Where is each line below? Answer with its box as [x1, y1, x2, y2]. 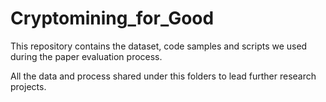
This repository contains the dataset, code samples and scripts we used [10, 40, 308, 52]
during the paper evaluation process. [10, 50, 163, 62]
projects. [10, 80, 47, 92]
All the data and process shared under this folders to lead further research [10, 70, 317, 82]
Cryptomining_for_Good [10, 7, 215, 30]
